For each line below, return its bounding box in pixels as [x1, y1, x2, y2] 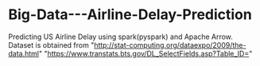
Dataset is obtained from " [8, 40, 95, 49]
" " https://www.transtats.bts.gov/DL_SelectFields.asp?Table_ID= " [38, 49, 253, 58]
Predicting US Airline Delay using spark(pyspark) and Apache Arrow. [8, 32, 233, 41]
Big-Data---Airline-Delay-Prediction [8, 6, 252, 24]
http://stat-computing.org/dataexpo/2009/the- [94, 40, 246, 49]
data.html [8, 49, 40, 58]
